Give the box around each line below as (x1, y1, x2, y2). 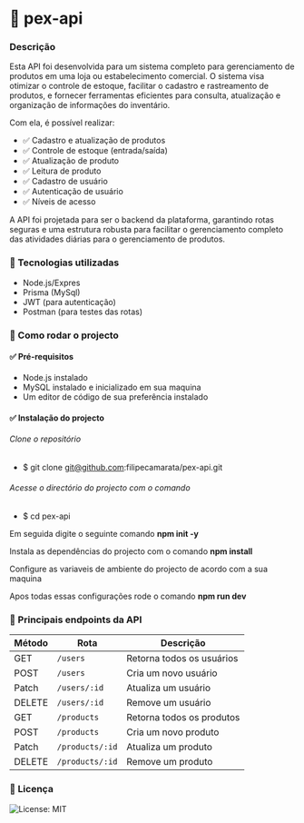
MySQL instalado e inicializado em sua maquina (22, 382, 201, 392)
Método (14, 637, 48, 649)
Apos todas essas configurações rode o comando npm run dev (9, 590, 247, 601)
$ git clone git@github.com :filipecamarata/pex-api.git (22, 461, 223, 472)
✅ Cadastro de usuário (22, 176, 109, 187)
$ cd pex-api (22, 511, 71, 521)
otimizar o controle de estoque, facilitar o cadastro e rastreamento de (9, 81, 270, 92)
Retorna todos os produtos (126, 711, 240, 724)
